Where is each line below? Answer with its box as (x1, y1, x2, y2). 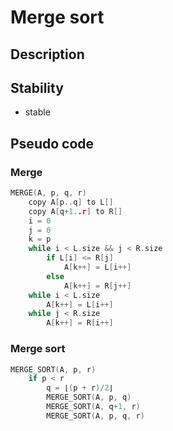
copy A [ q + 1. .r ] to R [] (28, 206, 123, 216)
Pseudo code (10, 135, 95, 152)
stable (24, 106, 51, 118)
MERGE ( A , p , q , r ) (10, 188, 87, 198)
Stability (10, 79, 64, 96)
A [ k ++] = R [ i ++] (46, 318, 114, 328)
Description (10, 46, 85, 63)
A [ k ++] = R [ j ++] (63, 281, 132, 291)
